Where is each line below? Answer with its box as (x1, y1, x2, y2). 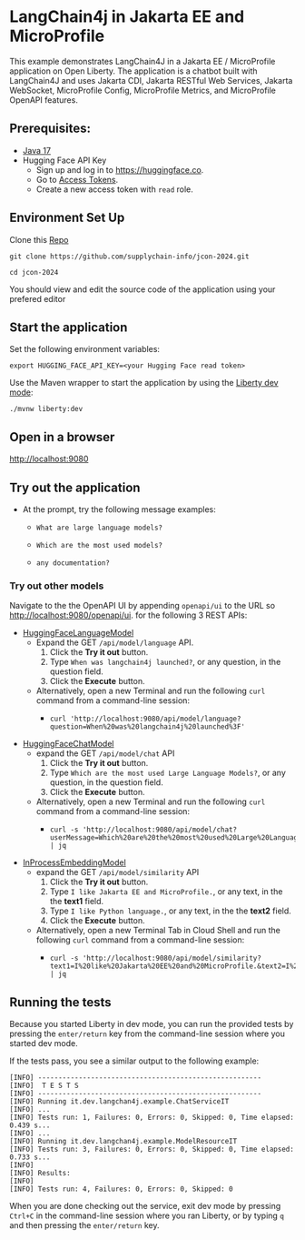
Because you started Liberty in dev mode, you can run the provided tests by (9, 1019, 294, 1030)
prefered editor (9, 293, 66, 304)
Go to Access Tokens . (35, 174, 119, 185)
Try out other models (9, 580, 104, 592)
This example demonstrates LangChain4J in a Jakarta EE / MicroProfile (9, 55, 276, 66)
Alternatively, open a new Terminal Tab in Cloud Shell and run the (35, 925, 281, 936)
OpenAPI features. (9, 94, 79, 106)
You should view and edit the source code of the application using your (9, 284, 276, 295)
